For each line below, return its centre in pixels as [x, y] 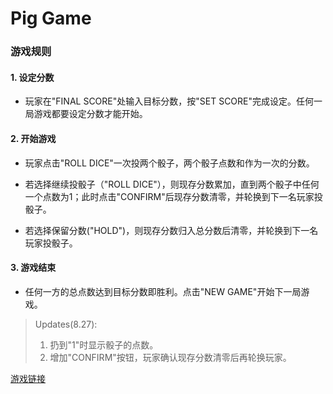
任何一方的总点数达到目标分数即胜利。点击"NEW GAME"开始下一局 [163, 291]
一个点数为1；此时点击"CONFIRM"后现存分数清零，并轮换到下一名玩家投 [173, 196]
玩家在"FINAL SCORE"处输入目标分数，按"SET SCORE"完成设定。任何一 [173, 101]
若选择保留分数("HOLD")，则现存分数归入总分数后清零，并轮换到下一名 [171, 230]
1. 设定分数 [32, 77]
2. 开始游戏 [33, 138]
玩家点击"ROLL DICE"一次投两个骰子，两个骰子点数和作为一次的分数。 [169, 163]
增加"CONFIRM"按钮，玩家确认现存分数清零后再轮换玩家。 [170, 357]
